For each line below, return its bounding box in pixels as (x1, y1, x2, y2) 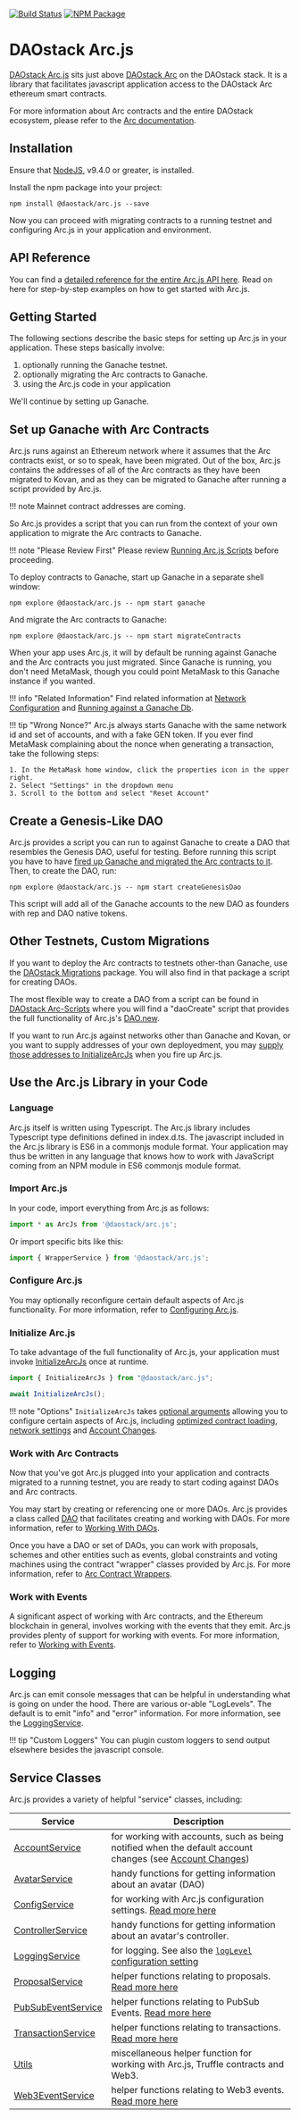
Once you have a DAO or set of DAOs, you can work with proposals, (9, 1540, 259, 1551)
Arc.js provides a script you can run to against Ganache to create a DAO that (9, 837, 290, 848)
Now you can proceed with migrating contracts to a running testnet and (9, 214, 272, 225)
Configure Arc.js (9, 1274, 83, 1286)
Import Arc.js (9, 1182, 68, 1194)
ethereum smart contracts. (9, 88, 107, 98)
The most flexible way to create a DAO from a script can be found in (9, 993, 259, 1004)
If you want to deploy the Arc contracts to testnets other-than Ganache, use (9, 957, 288, 968)
